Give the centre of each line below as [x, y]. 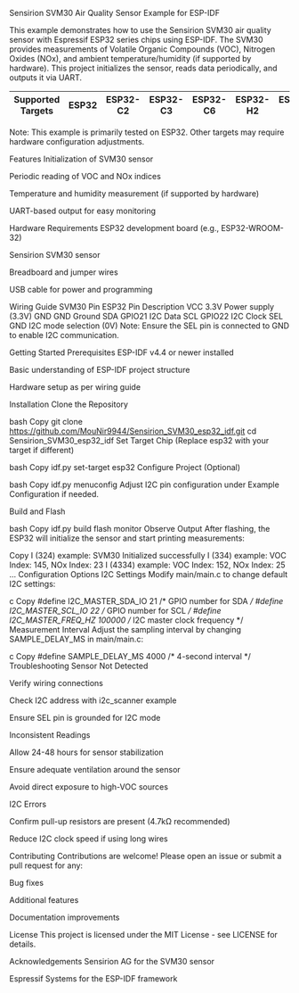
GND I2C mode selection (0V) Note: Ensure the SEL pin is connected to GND [149, 326]
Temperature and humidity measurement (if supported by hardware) [134, 194]
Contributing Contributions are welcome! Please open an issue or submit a [145, 856]
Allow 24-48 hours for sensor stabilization [87, 752]
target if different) [42, 450]
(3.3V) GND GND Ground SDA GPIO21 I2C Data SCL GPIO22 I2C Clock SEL [146, 316]
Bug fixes [27, 883]
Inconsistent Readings [50, 735]
